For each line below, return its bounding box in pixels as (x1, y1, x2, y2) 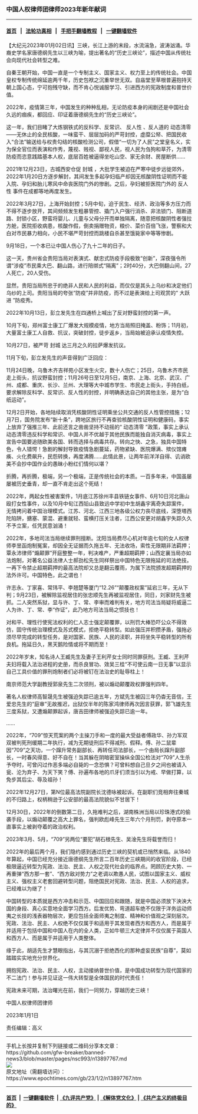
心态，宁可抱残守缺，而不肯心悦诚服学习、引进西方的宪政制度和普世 (21, 84, 187, 91)
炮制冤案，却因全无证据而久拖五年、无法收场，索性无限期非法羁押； (26, 542, 192, 549)
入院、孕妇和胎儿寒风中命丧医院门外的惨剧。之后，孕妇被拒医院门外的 (6, 180, 177, 187)
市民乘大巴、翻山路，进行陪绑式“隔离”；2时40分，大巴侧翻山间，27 (26, 262, 192, 269)
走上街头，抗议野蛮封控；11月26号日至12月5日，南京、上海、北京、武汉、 (6, 374, 186, 381)
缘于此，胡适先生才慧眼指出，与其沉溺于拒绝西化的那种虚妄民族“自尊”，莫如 (6, 947, 192, 954)
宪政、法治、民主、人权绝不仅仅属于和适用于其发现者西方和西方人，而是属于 (6, 919, 192, 927)
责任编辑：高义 (6, 1024, 42, 1031)
